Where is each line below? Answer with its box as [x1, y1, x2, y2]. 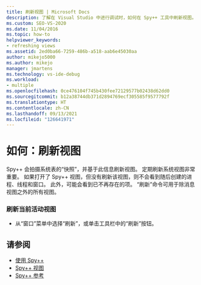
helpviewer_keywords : [6, 37, 61, 43]
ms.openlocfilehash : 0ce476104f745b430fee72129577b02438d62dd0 [6, 88, 170, 94]
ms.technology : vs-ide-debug [6, 71, 80, 77]
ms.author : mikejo [6, 60, 53, 66]
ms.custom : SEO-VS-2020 [6, 20, 67, 26]
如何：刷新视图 [6, 144, 81, 158]
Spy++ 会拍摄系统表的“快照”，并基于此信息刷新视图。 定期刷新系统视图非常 [6, 165, 196, 173]
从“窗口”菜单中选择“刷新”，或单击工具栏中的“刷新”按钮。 [15, 220, 157, 227]
